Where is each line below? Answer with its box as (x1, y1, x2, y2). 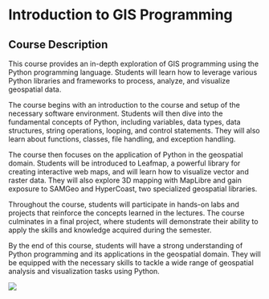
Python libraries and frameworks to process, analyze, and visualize (8, 76, 230, 85)
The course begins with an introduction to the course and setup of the (8, 100, 241, 109)
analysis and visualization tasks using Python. (8, 267, 161, 276)
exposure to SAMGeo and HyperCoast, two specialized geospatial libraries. (8, 184, 258, 194)
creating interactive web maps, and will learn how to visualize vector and (8, 167, 249, 176)
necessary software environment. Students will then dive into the (8, 109, 223, 118)
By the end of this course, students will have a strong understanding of (8, 241, 243, 250)
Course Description (8, 38, 108, 51)
